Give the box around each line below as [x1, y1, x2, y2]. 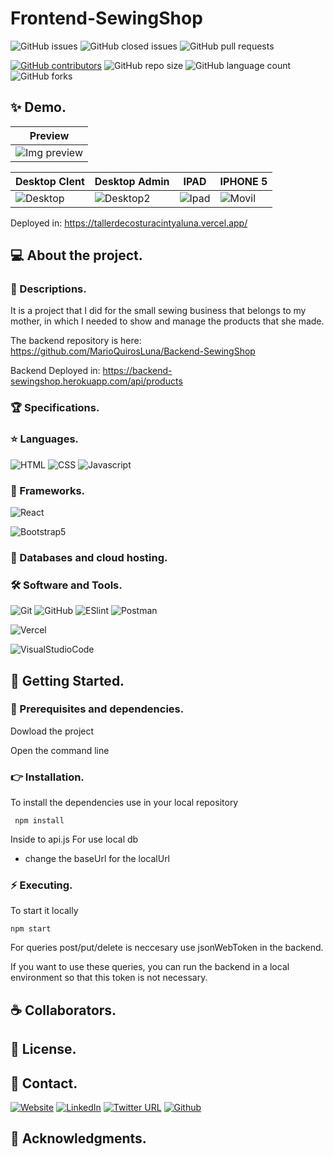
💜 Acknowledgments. [10, 1130, 147, 1147]
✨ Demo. [10, 99, 67, 116]
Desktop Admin [94, 174, 170, 188]
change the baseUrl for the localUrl [24, 853, 171, 865]
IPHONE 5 [219, 174, 268, 188]
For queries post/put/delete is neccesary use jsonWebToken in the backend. [10, 942, 324, 954]
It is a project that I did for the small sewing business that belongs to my [10, 305, 307, 317]
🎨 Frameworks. [10, 483, 86, 497]
